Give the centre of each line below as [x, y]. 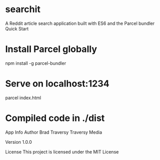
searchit [23, 9]
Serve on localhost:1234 [57, 84]
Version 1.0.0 [19, 142]
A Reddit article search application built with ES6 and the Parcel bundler [80, 23]
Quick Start [17, 28]
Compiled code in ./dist [55, 118]
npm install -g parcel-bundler [36, 63]
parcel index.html [23, 98]
